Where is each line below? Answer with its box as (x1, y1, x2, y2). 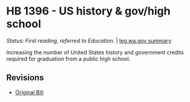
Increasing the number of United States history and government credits (6, 48, 184, 56)
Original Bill (15, 89, 44, 96)
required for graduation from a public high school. (6, 55, 131, 62)
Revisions (6, 72, 44, 83)
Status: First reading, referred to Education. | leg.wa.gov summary (6, 37, 172, 44)
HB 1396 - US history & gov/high (6, 4, 171, 18)
